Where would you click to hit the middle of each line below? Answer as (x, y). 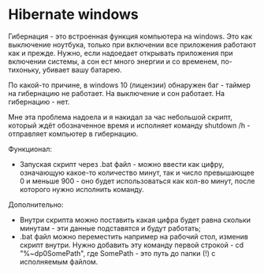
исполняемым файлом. (59, 261)
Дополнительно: (36, 204)
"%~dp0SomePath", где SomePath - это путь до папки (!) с (117, 253)
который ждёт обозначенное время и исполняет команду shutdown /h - (129, 125)
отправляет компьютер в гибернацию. (73, 133)
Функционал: (30, 149)
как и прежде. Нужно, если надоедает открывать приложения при (121, 53)
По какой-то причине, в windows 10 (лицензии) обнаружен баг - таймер (129, 85)
